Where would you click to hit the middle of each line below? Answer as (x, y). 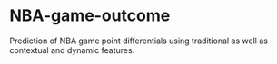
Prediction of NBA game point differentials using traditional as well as (138, 41)
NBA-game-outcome (90, 16)
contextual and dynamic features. (72, 50)
